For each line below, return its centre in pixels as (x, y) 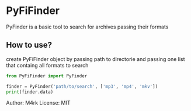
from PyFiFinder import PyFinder (47, 76)
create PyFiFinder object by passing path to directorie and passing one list (95, 59)
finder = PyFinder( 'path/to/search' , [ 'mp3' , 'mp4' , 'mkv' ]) (82, 86)
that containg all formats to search (47, 65)
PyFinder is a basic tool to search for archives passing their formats (87, 27)
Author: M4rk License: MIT (38, 103)
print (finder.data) (30, 92)
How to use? (29, 45)
